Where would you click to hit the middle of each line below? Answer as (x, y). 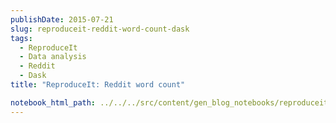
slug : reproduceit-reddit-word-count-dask (100, 29)
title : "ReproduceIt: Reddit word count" (98, 85)
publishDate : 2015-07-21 (62, 19)
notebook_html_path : (53, 102)
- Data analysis (53, 57)
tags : (21, 38)
